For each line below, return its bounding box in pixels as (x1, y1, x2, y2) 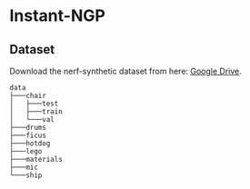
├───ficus (9, 131, 47, 140)
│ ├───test (9, 99, 59, 108)
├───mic (9, 163, 39, 172)
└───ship (9, 171, 43, 180)
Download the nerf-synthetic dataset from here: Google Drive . (9, 65, 243, 76)
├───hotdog (9, 139, 51, 148)
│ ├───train (9, 107, 64, 116)
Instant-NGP (9, 5, 106, 26)
